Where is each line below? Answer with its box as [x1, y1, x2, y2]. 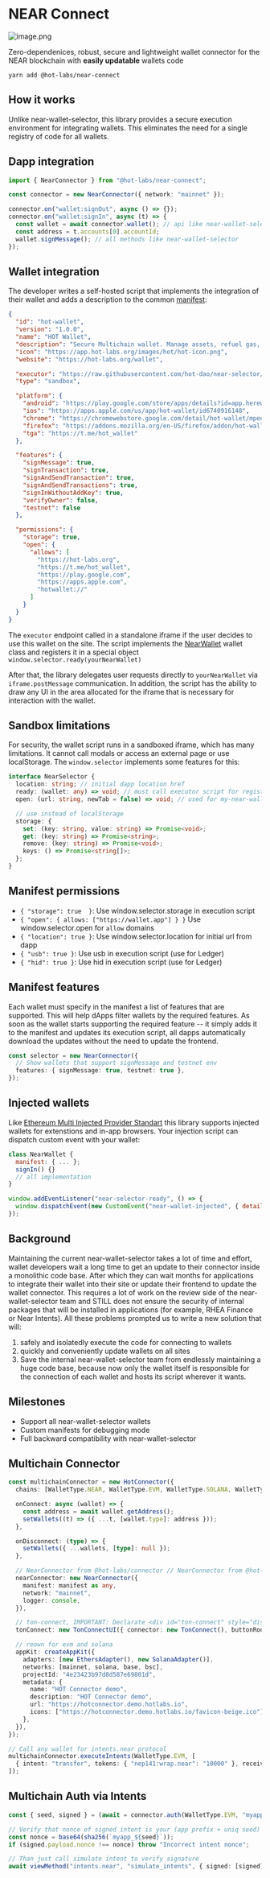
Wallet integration [8, 265, 100, 279]
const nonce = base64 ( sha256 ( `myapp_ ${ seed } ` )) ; [8, 1833, 174, 1841]
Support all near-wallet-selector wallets [19, 1416, 151, 1426]
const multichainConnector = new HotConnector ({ [8, 1478, 174, 1486]
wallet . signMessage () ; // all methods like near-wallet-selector [15, 235, 239, 243]
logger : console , [22, 1596, 81, 1604]
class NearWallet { [8, 1150, 74, 1158]
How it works [8, 93, 76, 107]
